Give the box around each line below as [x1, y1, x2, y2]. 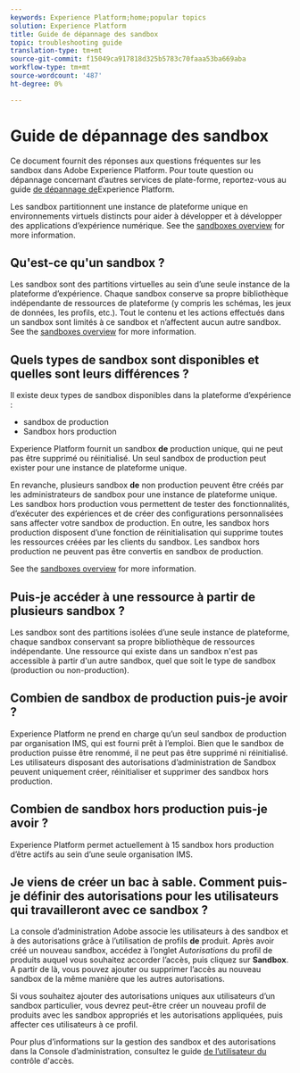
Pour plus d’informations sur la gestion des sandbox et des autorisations [10, 1036, 276, 1047]
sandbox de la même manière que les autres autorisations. [10, 974, 226, 985]
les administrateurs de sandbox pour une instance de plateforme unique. [10, 489, 278, 500]
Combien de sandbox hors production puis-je [10, 802, 269, 817]
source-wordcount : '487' [10, 71, 103, 80]
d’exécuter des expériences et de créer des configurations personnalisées [10, 508, 284, 519]
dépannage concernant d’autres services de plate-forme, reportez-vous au [10, 174, 287, 185]
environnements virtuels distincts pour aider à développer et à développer [10, 211, 282, 221]
